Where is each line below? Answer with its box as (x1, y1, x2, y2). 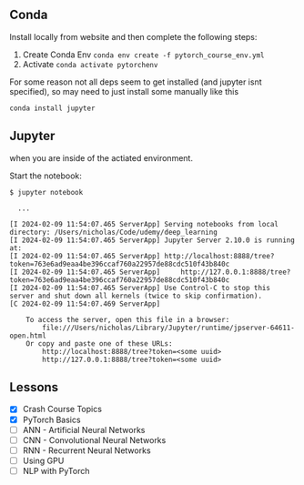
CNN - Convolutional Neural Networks (22, 434, 167, 445)
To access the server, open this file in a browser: (25, 315, 230, 324)
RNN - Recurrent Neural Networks (22, 445, 152, 456)
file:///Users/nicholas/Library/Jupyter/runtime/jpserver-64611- (42, 323, 296, 332)
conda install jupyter (9, 104, 96, 113)
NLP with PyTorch (22, 465, 90, 476)
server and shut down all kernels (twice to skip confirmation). (9, 291, 262, 300)
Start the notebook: (9, 170, 82, 181)
